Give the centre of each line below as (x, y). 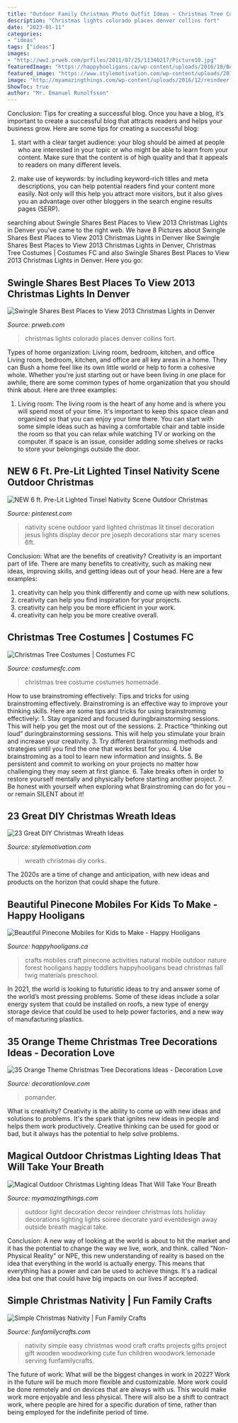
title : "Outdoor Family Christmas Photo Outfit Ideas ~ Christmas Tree (115, 14)
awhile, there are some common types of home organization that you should (119, 382)
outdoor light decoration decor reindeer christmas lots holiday (115, 1211)
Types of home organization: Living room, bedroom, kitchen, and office (111, 352)
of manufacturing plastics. (46, 1019)
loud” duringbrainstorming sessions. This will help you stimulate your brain (116, 733)
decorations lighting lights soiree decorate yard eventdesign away (121, 1219)
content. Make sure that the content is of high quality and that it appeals (123, 158)
